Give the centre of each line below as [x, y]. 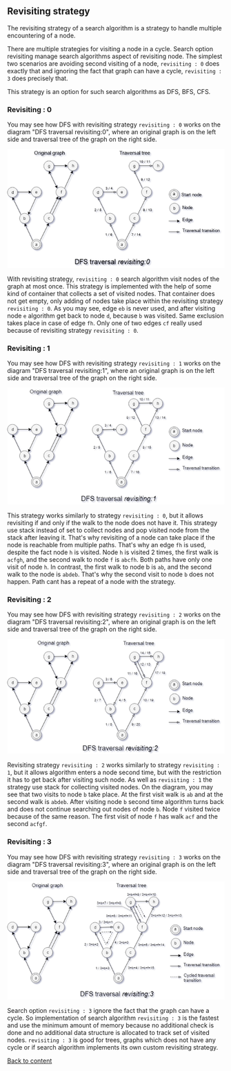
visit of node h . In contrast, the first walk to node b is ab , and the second [109, 567]
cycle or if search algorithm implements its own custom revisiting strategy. [113, 1047]
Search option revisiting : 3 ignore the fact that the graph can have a [108, 1010]
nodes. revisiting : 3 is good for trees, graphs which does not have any [111, 1040]
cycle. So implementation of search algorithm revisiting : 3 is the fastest [113, 1018]
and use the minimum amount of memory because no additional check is [111, 1025]
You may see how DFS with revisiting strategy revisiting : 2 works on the [114, 614]
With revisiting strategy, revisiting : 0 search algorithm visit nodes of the [113, 279]
